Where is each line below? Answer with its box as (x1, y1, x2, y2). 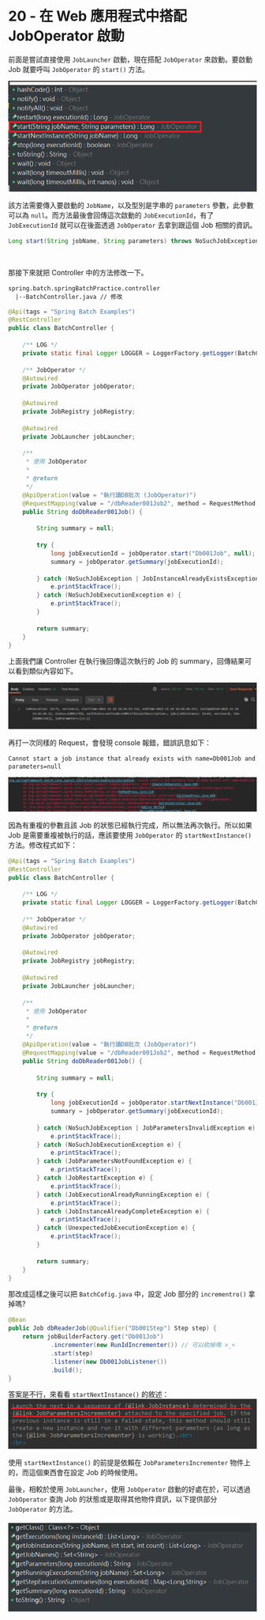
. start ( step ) (50, 1349, 93, 1357)
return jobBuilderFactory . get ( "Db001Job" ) (22, 1333, 164, 1341)
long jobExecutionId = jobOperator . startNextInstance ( (50, 1099, 235, 1107)
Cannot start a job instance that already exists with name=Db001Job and (8, 755, 256, 763)
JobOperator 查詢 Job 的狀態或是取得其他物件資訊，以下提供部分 (8, 1494, 218, 1504)
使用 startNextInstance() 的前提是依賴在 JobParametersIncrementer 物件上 (8, 1458, 251, 1467)
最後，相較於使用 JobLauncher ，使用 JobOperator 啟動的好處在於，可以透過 (8, 1485, 251, 1494)
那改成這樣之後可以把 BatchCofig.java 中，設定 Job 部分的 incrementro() (8, 1289, 247, 1299)
